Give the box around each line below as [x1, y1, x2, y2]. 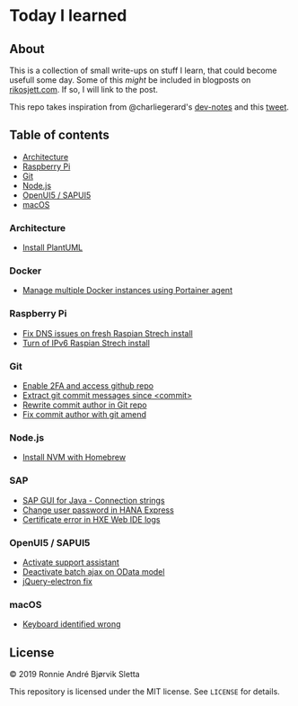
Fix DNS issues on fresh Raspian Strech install [22, 327, 193, 338]
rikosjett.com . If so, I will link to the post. [9, 85, 159, 94]
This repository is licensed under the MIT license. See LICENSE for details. [9, 686, 280, 697]
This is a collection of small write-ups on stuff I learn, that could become [9, 65, 277, 76]
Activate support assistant [22, 557, 119, 567]
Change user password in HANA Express [22, 505, 175, 515]
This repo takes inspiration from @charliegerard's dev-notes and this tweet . [9, 102, 290, 112]
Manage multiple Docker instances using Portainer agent [22, 285, 233, 296]
